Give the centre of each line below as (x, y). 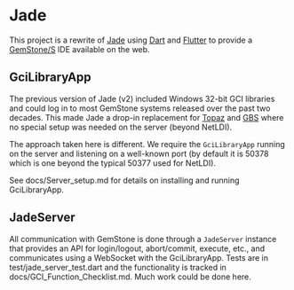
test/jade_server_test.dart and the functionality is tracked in (118, 267)
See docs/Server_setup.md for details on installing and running (124, 180)
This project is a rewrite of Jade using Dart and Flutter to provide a (131, 40)
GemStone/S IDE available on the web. (79, 49)
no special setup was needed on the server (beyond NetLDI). (121, 127)
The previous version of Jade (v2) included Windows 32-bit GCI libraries (142, 98)
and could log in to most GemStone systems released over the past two (140, 108)
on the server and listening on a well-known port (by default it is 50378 (139, 153)
